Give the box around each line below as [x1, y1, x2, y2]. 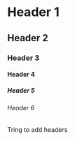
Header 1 [7, 4, 60, 20]
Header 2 [7, 32, 49, 44]
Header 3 [7, 53, 40, 63]
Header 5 [7, 86, 35, 94]
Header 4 [7, 70, 35, 79]
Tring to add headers [7, 125, 68, 133]
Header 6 [7, 104, 35, 112]
